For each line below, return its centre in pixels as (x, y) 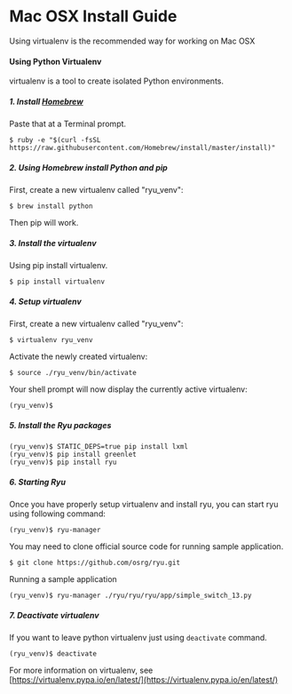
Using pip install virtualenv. (59, 266)
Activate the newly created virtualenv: (79, 356)
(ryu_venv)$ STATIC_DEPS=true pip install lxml (99, 446)
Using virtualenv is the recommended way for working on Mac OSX (132, 41)
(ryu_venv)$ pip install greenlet (73, 454)
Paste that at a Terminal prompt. (68, 124)
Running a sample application (63, 578)
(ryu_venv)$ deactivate (53, 654)
